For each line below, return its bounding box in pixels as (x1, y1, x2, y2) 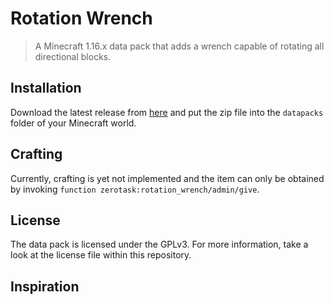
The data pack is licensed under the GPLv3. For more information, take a (10, 238, 309, 251)
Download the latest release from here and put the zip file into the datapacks (10, 106, 324, 118)
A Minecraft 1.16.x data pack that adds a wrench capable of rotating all (34, 40, 325, 52)
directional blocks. (34, 50, 112, 62)
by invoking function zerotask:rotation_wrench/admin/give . (10, 183, 260, 195)
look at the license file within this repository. (10, 249, 192, 261)
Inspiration (10, 278, 80, 295)
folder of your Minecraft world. (10, 117, 137, 129)
